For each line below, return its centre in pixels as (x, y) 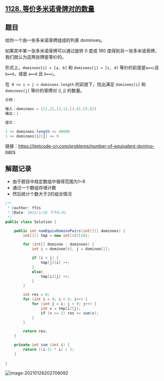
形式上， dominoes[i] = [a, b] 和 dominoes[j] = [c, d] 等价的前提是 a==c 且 (82, 68)
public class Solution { (31, 222)
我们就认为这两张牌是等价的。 (36, 57)
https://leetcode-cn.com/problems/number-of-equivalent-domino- (86, 146)
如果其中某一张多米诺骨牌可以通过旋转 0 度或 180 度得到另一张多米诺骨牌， (82, 51)
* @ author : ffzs (24, 208)
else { (37, 272)
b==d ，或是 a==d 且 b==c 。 (31, 74)
